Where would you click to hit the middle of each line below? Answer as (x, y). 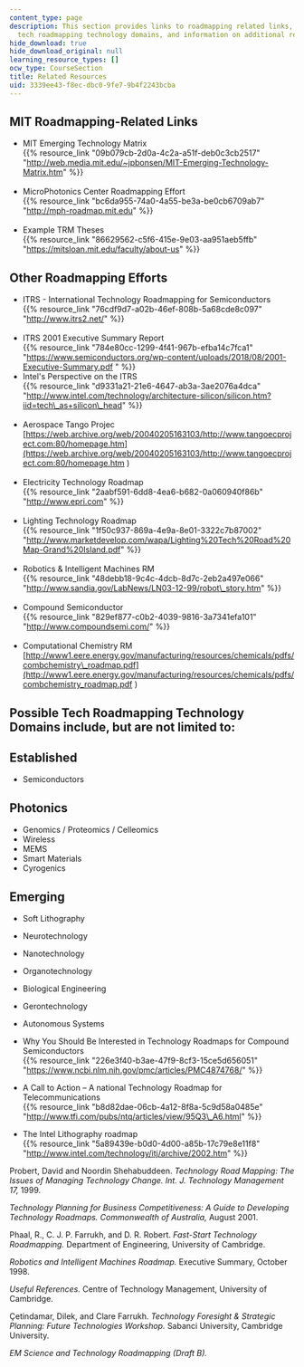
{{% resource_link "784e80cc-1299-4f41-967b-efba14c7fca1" (138, 348)
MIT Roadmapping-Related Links (104, 122)
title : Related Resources (58, 77)
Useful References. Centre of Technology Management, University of (138, 1289)
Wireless (39, 839)
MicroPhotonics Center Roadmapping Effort (104, 192)
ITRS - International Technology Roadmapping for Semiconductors (147, 300)
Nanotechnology (53, 954)
